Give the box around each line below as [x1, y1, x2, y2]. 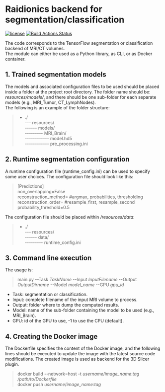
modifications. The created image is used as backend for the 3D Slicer [5, 356, 150, 362]
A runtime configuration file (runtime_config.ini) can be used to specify [5, 168, 150, 174]
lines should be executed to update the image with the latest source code [5, 351, 156, 357]
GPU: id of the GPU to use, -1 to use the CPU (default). [12, 318, 124, 324]
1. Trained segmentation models [5, 71, 106, 79]
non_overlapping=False [17, 188, 66, 194]
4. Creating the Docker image [5, 332, 98, 341]
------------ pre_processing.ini [24, 141, 88, 147]
